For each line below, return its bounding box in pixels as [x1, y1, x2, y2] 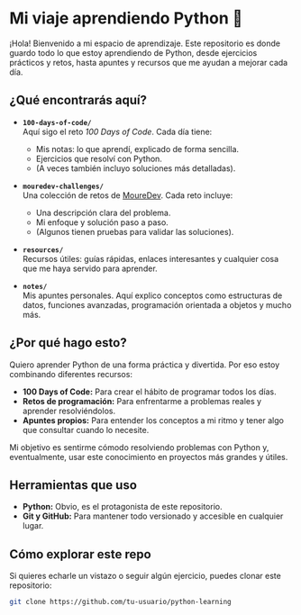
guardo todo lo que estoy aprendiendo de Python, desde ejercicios [9, 47, 258, 58]
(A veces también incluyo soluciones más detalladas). [35, 162, 236, 174]
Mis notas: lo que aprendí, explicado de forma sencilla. [35, 143, 240, 154]
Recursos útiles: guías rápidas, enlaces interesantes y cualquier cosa [22, 253, 279, 264]
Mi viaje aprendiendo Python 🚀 [9, 8, 243, 29]
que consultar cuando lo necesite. [22, 424, 150, 435]
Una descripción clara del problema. [35, 207, 171, 218]
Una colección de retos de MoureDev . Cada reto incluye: [22, 189, 233, 201]
